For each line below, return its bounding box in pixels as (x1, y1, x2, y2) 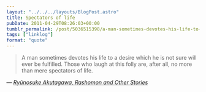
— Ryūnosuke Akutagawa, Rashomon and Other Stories (6, 79, 148, 86)
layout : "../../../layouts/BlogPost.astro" (6, 9, 120, 15)
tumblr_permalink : (6, 26, 53, 32)
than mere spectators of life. (21, 67, 93, 74)
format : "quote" (6, 37, 48, 43)
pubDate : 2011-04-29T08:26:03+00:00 (6, 20, 100, 26)
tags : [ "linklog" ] (6, 32, 53, 38)
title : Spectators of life (6, 15, 75, 21)
